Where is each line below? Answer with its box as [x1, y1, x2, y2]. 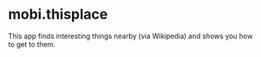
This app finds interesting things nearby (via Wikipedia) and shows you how [8, 31, 253, 41]
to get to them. [8, 39, 56, 48]
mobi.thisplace [8, 5, 108, 23]
